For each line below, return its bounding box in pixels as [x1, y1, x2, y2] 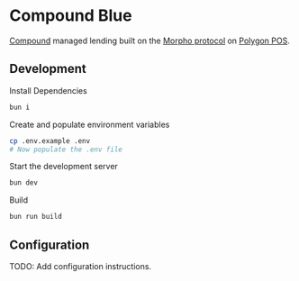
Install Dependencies [9, 85, 87, 95]
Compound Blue [9, 5, 132, 26]
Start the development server [9, 161, 119, 172]
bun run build [9, 213, 63, 222]
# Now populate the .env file [9, 145, 123, 154]
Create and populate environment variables [9, 119, 170, 130]
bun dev [9, 178, 39, 187]
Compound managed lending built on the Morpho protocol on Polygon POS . [9, 35, 291, 46]
